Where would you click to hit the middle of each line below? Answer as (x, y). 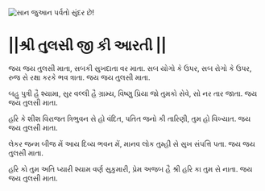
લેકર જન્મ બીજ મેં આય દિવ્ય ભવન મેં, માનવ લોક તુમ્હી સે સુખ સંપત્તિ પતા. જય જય (132, 143)
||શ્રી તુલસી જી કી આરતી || (87, 46)
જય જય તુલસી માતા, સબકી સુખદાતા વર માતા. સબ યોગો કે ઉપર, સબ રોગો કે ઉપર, (130, 68)
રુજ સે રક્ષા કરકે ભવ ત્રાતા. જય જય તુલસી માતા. (79, 77)
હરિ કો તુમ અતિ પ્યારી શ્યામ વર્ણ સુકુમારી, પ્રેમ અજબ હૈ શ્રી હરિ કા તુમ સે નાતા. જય (130, 168)
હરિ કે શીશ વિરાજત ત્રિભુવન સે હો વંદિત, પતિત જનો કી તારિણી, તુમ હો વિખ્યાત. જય (130, 118)
